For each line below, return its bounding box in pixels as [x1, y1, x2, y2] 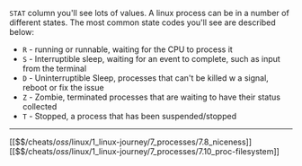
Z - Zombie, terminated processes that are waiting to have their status [22, 92, 281, 102]
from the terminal [22, 63, 87, 74]
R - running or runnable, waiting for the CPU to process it [22, 44, 234, 55]
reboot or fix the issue [22, 83, 105, 92]
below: [9, 27, 34, 37]
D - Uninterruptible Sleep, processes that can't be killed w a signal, [22, 73, 270, 83]
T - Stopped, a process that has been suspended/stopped [22, 111, 236, 121]
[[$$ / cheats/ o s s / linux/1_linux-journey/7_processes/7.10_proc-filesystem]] [9, 146, 280, 156]
